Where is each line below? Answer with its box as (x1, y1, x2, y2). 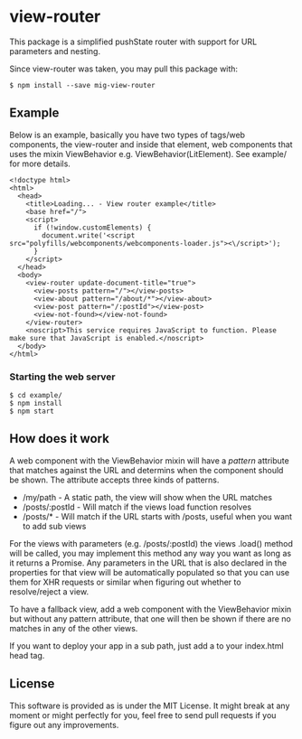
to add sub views (22, 520, 87, 531)
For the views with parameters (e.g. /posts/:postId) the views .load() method (9, 538, 294, 548)
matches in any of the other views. (9, 622, 138, 633)
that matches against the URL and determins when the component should (9, 464, 284, 475)
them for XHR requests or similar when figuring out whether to (9, 576, 241, 587)
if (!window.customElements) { (33, 223, 152, 232)
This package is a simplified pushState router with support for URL (9, 36, 258, 47)
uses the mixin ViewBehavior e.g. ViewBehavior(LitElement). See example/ (9, 148, 288, 159)
